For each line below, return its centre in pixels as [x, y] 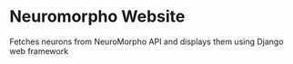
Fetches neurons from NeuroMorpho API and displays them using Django [146, 41]
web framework [39, 50]
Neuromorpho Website [97, 17]
